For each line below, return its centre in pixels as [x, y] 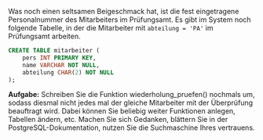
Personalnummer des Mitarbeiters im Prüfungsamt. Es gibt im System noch [130, 20]
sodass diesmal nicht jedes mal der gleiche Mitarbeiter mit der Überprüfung [131, 103]
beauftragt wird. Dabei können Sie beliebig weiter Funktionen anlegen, [122, 111]
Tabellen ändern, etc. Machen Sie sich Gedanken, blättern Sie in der [118, 120]
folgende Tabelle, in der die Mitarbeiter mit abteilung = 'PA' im [111, 28]
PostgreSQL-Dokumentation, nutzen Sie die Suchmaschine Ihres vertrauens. [131, 127]
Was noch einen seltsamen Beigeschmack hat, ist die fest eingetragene [124, 11]
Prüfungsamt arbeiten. [44, 36]
